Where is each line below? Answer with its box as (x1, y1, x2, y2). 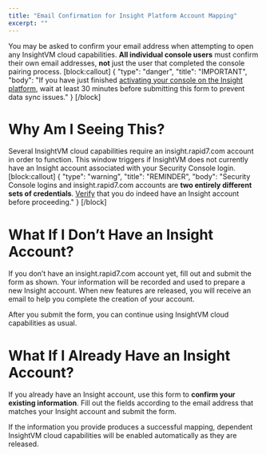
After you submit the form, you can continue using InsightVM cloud (8, 309, 229, 320)
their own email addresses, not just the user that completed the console (8, 58, 245, 68)
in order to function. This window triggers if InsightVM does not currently (8, 155, 249, 165)
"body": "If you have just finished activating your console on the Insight (8, 75, 244, 85)
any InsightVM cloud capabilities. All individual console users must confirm (8, 50, 259, 59)
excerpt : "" (8, 19, 48, 27)
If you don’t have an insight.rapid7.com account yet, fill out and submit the (8, 269, 252, 278)
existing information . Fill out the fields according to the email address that (8, 398, 254, 408)
